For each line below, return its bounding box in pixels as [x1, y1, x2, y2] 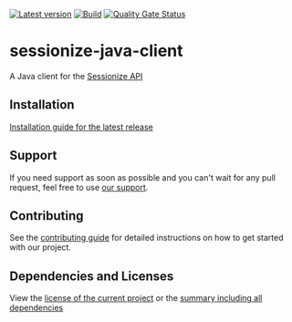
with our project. [9, 242, 71, 253]
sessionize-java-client [9, 41, 184, 61]
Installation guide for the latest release [9, 121, 153, 132]
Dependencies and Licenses [9, 268, 174, 284]
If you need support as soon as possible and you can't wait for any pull [9, 171, 276, 182]
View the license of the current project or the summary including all [9, 293, 263, 304]
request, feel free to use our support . [9, 182, 149, 192]
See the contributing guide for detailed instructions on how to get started [9, 233, 285, 244]
